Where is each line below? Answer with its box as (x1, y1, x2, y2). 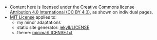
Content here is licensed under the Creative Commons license (9, 4, 135, 10)
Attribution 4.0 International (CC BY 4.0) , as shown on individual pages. (9, 9, 153, 15)
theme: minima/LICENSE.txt (17, 30, 73, 35)
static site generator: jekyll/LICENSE (17, 25, 90, 30)
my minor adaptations (17, 19, 61, 25)
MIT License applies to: (9, 14, 57, 20)
